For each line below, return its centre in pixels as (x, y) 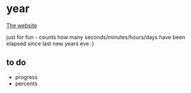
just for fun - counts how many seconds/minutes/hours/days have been (96, 37)
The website (22, 25)
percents (26, 83)
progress (26, 77)
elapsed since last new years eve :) (50, 43)
